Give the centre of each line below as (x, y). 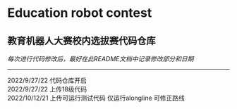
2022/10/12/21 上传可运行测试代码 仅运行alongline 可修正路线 (96, 98)
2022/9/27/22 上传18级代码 (47, 89)
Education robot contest (80, 13)
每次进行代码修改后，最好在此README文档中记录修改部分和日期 (101, 59)
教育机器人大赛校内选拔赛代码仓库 (81, 40)
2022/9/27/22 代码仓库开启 (47, 80)
